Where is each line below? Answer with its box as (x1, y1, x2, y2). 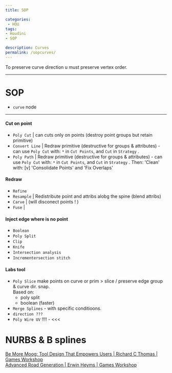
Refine (12, 189, 27, 194)
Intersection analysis (12, 250, 61, 255)
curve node (12, 104, 37, 110)
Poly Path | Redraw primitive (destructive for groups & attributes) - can (12, 154, 163, 160)
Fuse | (12, 204, 26, 211)
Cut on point (5, 120, 32, 126)
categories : (5, 16, 31, 22)
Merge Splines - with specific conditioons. (12, 305, 101, 311)
